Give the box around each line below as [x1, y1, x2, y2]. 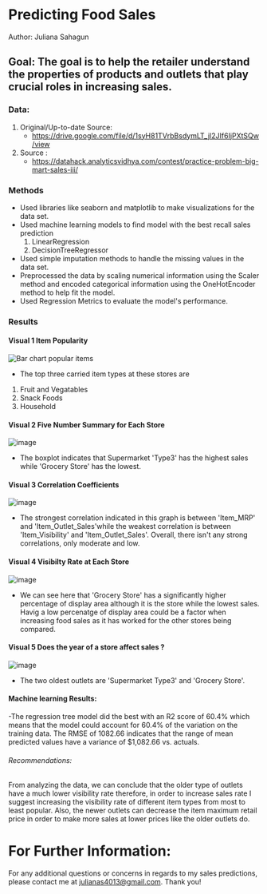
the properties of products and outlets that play [8, 68, 249, 81]
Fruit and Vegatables [19, 385, 88, 395]
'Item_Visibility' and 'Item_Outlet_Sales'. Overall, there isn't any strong [19, 530, 249, 540]
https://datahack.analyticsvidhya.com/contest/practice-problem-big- [31, 156, 259, 165]
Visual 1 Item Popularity [8, 336, 88, 345]
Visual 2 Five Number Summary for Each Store [8, 419, 165, 429]
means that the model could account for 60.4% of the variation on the [8, 721, 238, 730]
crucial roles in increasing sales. [8, 80, 173, 93]
